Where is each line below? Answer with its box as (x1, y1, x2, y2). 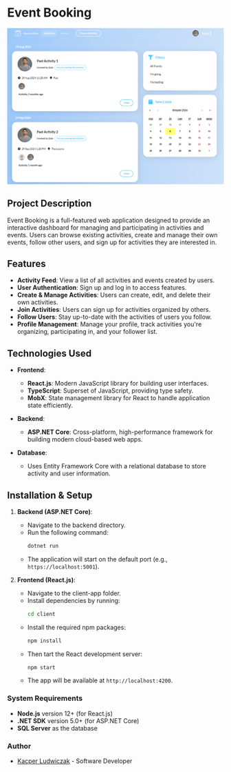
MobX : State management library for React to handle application (27, 394, 210, 402)
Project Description (7, 198, 92, 210)
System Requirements (7, 693, 83, 703)
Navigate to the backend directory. (27, 521, 126, 529)
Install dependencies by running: (27, 596, 120, 604)
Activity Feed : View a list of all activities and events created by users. (16, 276, 215, 284)
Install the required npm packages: (27, 623, 126, 631)
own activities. (16, 298, 58, 306)
